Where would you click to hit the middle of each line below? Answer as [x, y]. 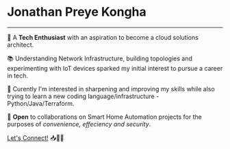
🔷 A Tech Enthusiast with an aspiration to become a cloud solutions [103, 37]
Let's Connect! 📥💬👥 [36, 137]
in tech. [18, 76]
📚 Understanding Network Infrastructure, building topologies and [100, 58]
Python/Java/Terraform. [41, 103]
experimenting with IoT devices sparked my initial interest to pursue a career [115, 68]
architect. [21, 45]
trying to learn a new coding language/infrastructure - [83, 96]
